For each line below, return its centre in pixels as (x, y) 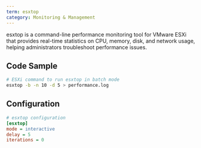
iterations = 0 (25, 140)
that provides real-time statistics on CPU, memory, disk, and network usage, (101, 41)
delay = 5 (19, 135)
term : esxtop (23, 12)
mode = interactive (31, 129)
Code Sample (32, 66)
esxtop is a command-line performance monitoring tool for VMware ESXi (96, 34)
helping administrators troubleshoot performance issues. (77, 47)
